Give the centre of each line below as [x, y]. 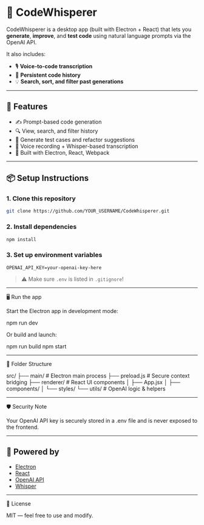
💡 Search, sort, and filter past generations [69, 81]
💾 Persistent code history [48, 75]
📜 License [19, 503]
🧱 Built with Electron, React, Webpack [62, 152]
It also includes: [26, 54]
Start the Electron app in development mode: [62, 311]
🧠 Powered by [33, 452]
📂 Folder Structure [29, 364]
